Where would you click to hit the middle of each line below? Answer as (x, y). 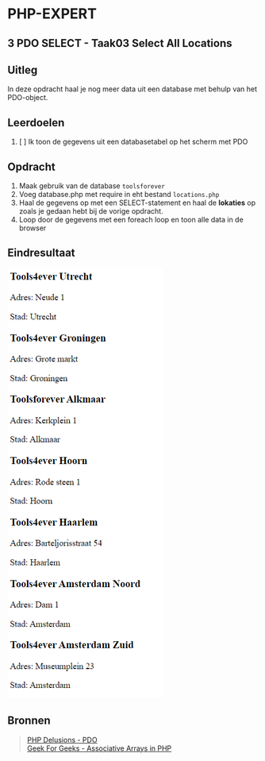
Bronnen (29, 721)
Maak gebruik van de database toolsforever (92, 186)
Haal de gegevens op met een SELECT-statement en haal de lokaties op (137, 203)
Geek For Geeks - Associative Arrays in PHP (99, 748)
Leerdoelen (36, 123)
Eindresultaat (42, 253)
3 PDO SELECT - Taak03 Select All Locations (120, 43)
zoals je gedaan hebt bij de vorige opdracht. (91, 211)
